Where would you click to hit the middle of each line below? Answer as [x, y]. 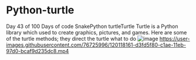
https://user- [175, 38]
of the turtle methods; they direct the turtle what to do [71, 38]
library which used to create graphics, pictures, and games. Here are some [97, 32]
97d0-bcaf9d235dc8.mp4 [38, 51]
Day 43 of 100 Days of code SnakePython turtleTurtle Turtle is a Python [92, 26]
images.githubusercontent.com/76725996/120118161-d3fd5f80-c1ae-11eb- [96, 45]
